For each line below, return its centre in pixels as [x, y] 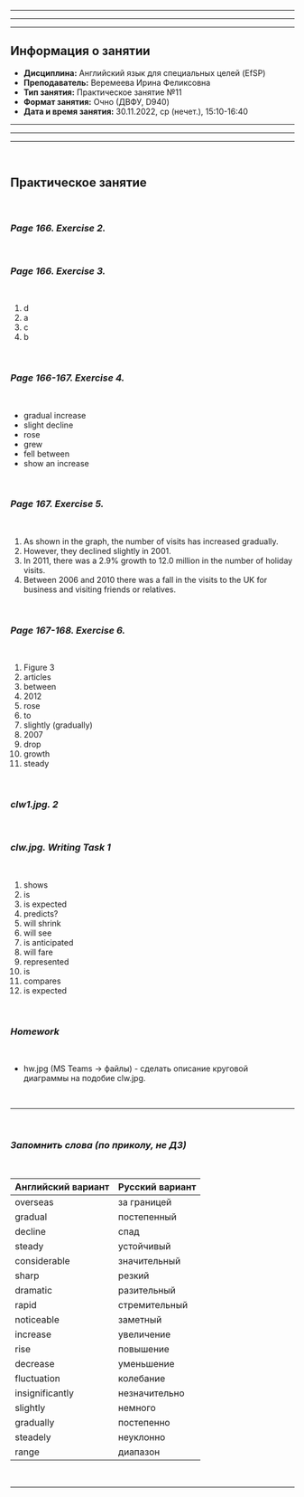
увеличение [144, 1334]
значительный [149, 1261]
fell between [46, 454]
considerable [42, 1261]
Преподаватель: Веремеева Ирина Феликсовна [117, 82]
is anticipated [48, 942]
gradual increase [55, 415]
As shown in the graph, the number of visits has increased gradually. [151, 541]
